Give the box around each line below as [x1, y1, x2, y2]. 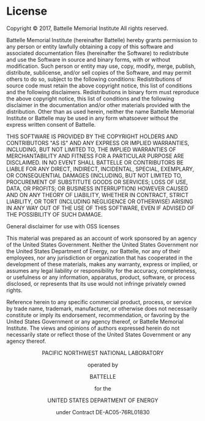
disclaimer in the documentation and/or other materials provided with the [6, 101, 191, 108]
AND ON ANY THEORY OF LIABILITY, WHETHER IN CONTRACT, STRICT [6, 191, 189, 198]
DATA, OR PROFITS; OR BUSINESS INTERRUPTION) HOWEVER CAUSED [6, 185, 188, 192]
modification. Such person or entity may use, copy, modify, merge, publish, [6, 62, 196, 70]
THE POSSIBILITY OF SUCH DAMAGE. [6, 210, 103, 218]
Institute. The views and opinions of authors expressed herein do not [6, 324, 180, 332]
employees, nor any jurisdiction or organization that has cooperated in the [6, 254, 193, 261]
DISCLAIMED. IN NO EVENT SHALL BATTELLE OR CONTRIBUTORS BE [6, 158, 184, 166]
